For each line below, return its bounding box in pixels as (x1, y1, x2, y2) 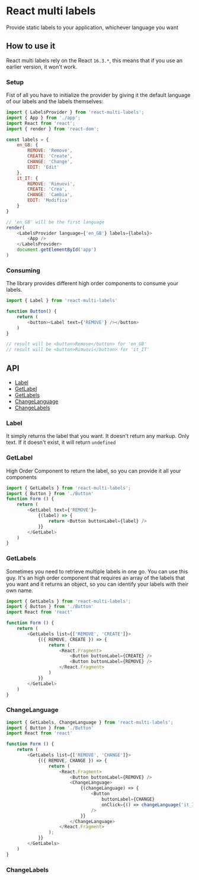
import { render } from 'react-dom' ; (6, 126, 99, 132)
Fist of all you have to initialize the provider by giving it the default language (6, 92, 191, 99)
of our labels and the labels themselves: (6, 98, 104, 105)
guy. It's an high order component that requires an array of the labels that (6, 574, 185, 581)
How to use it (6, 41, 56, 51)
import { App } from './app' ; (6, 115, 81, 121)
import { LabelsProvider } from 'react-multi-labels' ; (6, 109, 145, 115)
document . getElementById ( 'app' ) (17, 247, 97, 253)
